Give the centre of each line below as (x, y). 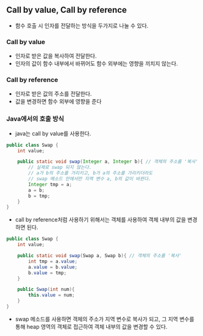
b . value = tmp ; (48, 273)
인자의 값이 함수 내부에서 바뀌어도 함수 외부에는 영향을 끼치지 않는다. (96, 64)
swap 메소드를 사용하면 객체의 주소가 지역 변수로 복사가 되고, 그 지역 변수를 (105, 319)
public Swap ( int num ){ (46, 289)
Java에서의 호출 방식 (35, 119)
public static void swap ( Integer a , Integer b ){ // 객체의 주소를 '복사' (108, 162)
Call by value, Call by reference (66, 10)
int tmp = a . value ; (53, 261)
